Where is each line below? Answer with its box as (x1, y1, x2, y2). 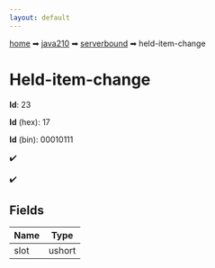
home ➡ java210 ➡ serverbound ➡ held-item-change (9, 38, 206, 49)
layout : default (9, 13, 70, 22)
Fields (9, 202, 45, 218)
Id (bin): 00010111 (9, 134, 74, 145)
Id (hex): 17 (9, 116, 51, 127)
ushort (48, 245, 76, 257)
